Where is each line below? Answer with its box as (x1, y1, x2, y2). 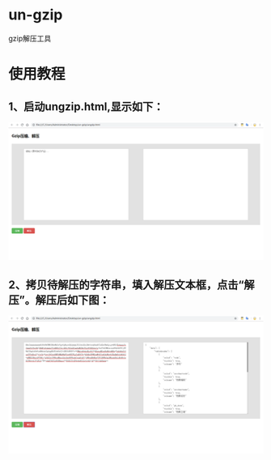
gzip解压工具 (8, 33, 52, 43)
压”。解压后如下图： (8, 293, 111, 307)
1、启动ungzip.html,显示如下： (8, 100, 164, 113)
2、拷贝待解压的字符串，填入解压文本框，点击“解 (8, 278, 255, 292)
